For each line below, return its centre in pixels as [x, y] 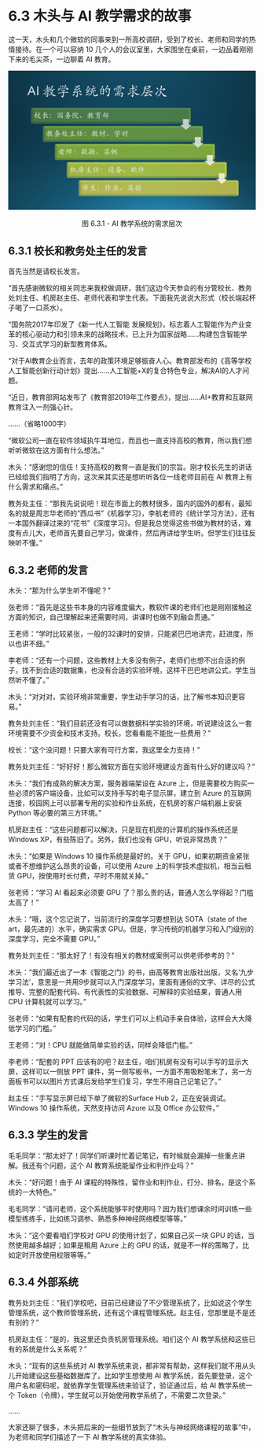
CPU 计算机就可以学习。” [47, 1002]
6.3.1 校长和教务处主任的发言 [78, 251]
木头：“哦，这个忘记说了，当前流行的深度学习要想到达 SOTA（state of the [128, 919]
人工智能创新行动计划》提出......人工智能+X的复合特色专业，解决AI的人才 [125, 371]
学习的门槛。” [35, 1029]
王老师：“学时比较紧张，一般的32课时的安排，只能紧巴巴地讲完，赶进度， [128, 634]
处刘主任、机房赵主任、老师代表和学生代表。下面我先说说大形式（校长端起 [128, 298]
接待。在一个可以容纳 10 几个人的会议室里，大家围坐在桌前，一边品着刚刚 [134, 49]
